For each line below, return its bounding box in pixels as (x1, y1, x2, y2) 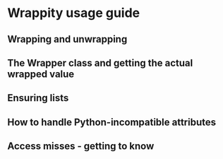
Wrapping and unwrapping (7, 33, 128, 45)
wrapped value (7, 68, 75, 80)
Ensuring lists (7, 92, 69, 104)
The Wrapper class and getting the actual (7, 57, 193, 69)
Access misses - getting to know (7, 140, 155, 153)
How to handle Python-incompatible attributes (7, 116, 217, 128)
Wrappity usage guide (7, 5, 140, 21)
